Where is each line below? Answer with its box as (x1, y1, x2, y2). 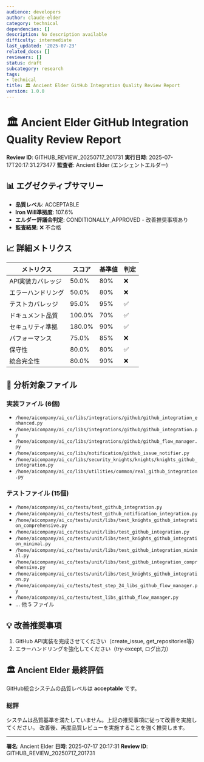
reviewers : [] (6, 54, 42, 60)
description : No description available (6, 32, 107, 38)
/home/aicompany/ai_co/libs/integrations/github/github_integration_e (15, 415, 198, 421)
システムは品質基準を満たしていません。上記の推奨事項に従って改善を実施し (6, 716, 197, 724)
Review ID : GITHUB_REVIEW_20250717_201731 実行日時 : (6, 153, 148, 161)
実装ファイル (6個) (6, 400, 61, 408)
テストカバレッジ (9, 300, 59, 308)
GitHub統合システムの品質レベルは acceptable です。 (6, 685, 140, 692)
